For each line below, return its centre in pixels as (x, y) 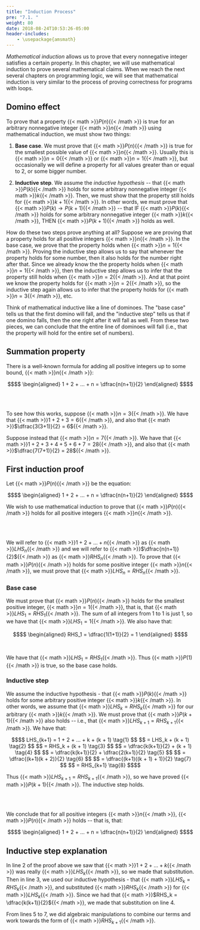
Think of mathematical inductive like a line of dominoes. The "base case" (96, 307)
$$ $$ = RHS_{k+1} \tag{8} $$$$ (100, 765)
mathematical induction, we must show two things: (69, 134)
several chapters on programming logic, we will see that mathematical (92, 76)
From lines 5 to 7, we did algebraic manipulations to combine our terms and (99, 914)
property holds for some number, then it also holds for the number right (94, 258)
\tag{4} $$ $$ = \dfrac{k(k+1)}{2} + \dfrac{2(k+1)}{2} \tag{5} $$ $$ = (100, 752)
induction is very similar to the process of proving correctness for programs (99, 82)
